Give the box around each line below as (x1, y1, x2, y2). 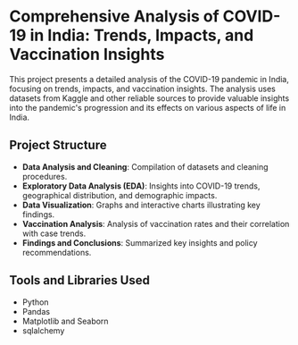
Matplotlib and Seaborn (21, 316, 109, 326)
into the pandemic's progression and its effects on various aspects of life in (9, 102, 286, 113)
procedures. (21, 171, 68, 181)
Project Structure (9, 138, 107, 153)
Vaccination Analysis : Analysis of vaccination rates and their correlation (21, 218, 290, 229)
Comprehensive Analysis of (9, 6, 220, 27)
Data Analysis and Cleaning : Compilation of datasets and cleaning (21, 161, 269, 172)
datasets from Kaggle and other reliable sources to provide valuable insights (9, 92, 290, 104)
